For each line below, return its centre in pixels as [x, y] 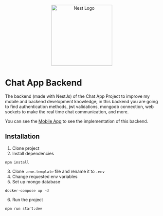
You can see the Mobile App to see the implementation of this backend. [77, 121]
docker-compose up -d [27, 190]
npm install [17, 162]
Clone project [26, 148]
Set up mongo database [36, 181]
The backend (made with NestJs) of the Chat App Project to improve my [77, 96]
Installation [22, 136]
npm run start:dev [24, 208]
